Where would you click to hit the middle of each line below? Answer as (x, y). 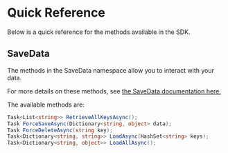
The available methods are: (46, 105)
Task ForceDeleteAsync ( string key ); (60, 130)
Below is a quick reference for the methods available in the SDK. (99, 32)
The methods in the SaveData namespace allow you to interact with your (111, 70)
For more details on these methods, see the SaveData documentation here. (114, 91)
